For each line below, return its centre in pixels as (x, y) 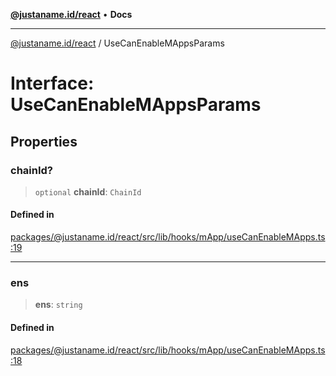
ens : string (58, 305)
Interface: (52, 83)
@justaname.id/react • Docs (71, 14)
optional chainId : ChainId (88, 191)
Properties (44, 141)
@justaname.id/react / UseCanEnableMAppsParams (117, 43)
